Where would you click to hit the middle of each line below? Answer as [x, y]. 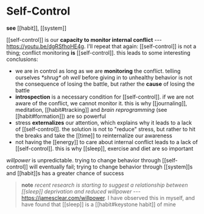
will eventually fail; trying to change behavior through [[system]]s [111, 167]
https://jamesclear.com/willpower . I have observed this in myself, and [108, 198]
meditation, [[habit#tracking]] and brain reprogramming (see [91, 109]
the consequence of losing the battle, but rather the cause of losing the [105, 84]
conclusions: [22, 59]
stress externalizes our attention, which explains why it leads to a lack [104, 122]
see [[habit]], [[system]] [37, 28]
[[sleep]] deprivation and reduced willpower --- [81, 191]
